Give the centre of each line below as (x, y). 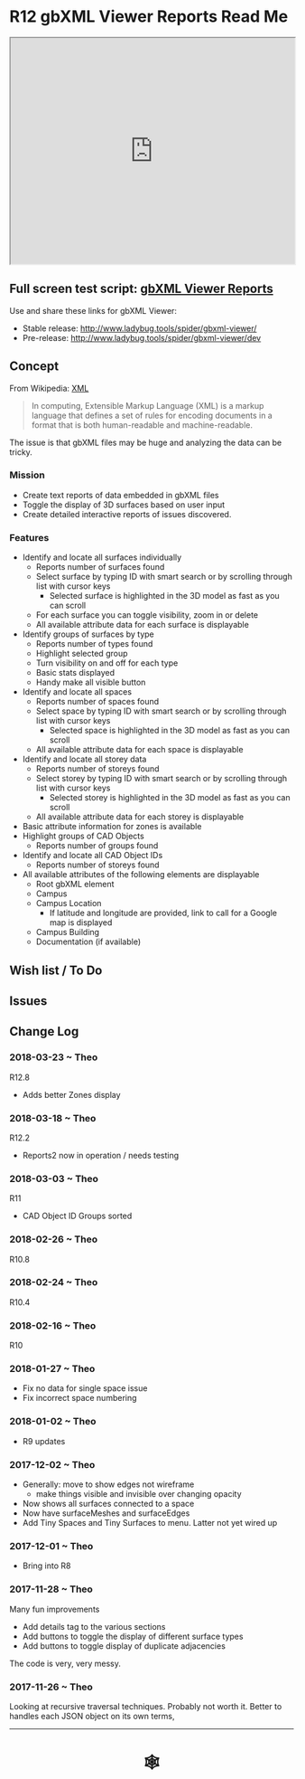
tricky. (21, 452)
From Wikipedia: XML (49, 388)
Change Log (44, 1031)
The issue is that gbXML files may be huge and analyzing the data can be (146, 442)
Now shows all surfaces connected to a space (108, 1504)
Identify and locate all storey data (84, 759)
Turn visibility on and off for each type (107, 663)
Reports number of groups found (97, 846)
